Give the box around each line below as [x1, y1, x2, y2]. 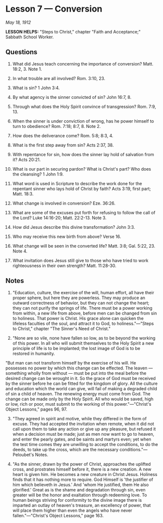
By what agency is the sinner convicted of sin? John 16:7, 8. [12, 94, 132, 100]
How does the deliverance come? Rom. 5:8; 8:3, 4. [12, 132, 114, 139]
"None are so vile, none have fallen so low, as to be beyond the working [12, 335, 156, 341]
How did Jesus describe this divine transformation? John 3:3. [12, 224, 135, 230]
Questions [5, 48, 38, 56]
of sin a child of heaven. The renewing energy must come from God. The [5, 391, 150, 396]
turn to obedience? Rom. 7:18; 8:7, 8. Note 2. [12, 123, 101, 129]
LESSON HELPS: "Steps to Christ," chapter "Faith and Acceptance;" [5, 29, 141, 34]
